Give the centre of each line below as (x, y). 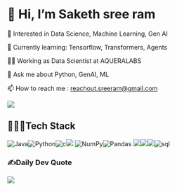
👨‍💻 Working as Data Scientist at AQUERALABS (74, 61)
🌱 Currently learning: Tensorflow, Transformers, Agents (87, 47)
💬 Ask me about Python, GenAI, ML (58, 74)
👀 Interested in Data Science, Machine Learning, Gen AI (88, 34)
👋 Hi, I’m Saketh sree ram (81, 14)
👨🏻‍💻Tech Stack (41, 126)
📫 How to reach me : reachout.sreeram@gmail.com (83, 88)
